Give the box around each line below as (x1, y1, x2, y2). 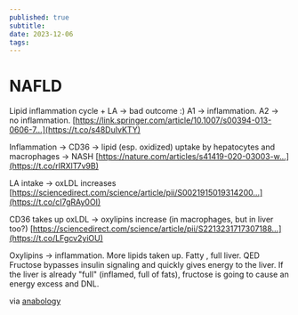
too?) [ (9, 223, 34, 234)
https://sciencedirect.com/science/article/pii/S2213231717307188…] (32, 223, 282, 234)
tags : (9, 37, 29, 47)
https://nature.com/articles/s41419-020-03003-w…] (98, 151, 289, 162)
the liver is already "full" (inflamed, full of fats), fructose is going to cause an (9, 269, 289, 280)
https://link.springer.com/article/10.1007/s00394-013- (75, 115, 272, 125)
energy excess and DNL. (9, 279, 100, 289)
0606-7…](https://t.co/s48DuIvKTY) (9, 125, 141, 135)
